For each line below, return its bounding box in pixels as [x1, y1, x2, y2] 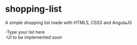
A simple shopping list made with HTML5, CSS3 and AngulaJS [5, 20, 132, 25]
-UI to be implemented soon [5, 34, 63, 40]
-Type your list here [5, 29, 45, 35]
